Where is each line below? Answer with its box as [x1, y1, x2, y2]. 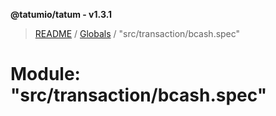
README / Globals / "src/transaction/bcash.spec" [34, 28, 241, 39]
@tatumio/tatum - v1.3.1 [10, 9, 113, 20]
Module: [10, 63, 81, 86]
